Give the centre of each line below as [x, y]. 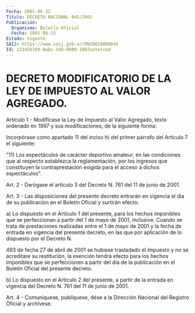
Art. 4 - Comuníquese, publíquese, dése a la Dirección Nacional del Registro [98, 297]
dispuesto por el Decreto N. [39, 238]
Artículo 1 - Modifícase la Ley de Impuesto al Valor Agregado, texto [86, 119]
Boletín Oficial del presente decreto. [49, 268]
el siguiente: [21, 143]
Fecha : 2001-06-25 [34, 33]
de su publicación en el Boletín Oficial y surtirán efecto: [72, 202]
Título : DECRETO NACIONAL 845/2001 [49, 17]
